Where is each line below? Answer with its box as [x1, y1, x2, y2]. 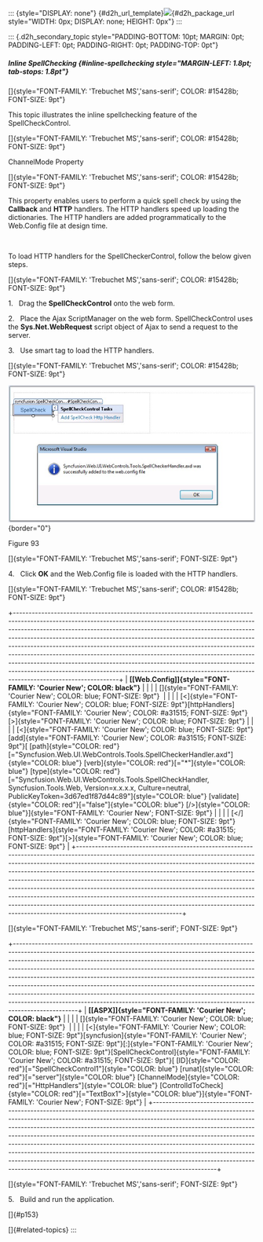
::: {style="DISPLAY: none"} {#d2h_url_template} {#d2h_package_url [8, 9, 235, 17]
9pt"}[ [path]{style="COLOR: [8, 741, 101, 750]
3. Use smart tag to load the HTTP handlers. [8, 346, 155, 355]
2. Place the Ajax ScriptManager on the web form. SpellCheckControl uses [8, 313, 254, 323]
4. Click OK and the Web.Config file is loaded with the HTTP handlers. [8, 569, 238, 578]
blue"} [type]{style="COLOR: [8, 766, 102, 775]
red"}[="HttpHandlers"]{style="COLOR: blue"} [8, 1080, 159, 1090]
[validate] [208, 791, 239, 801]
